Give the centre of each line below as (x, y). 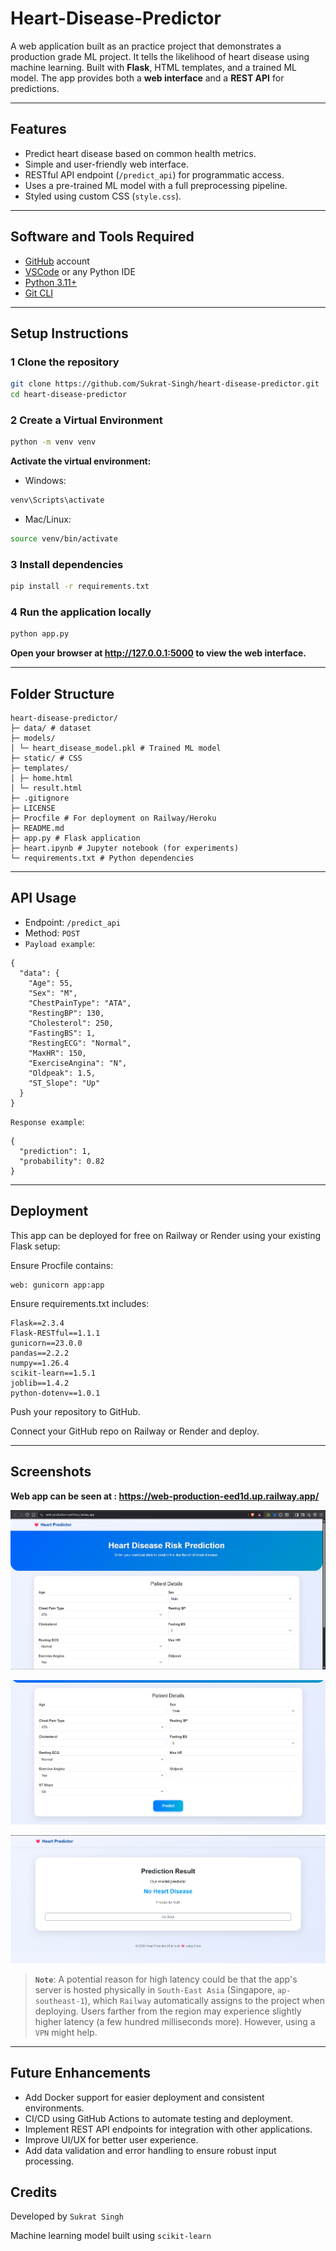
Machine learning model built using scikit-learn (111, 2236)
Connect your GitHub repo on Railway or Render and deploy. (135, 1431)
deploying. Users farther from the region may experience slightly (168, 2011)
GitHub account (57, 261)
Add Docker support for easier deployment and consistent (144, 2097)
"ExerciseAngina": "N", (78, 1063)
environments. (54, 2108)
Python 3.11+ (51, 282)
